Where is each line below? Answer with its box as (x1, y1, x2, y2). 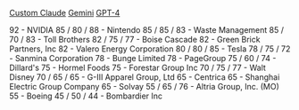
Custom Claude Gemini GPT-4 (9, 8, 120, 18)
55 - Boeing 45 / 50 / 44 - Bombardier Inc (9, 90, 163, 101)
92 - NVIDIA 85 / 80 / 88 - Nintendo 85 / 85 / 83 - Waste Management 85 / (9, 25, 284, 35)
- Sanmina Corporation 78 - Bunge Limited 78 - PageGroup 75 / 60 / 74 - (9, 53, 277, 63)
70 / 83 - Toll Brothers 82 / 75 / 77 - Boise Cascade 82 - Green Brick (9, 35, 261, 44)
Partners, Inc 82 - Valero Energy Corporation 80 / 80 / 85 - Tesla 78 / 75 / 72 (9, 43, 291, 54)
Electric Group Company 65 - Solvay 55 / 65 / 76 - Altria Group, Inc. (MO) (9, 82, 279, 91)
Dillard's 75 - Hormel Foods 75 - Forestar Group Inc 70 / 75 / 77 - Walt (9, 62, 266, 73)
